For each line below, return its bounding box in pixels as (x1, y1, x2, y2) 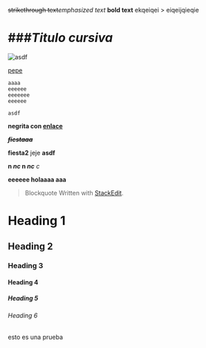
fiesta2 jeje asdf (8, 148, 56, 157)
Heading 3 (8, 261, 44, 271)
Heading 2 (8, 240, 54, 252)
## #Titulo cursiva (8, 30, 113, 46)
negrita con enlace (8, 122, 63, 130)
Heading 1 (8, 213, 66, 229)
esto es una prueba (8, 333, 64, 341)
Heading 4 (8, 278, 39, 287)
